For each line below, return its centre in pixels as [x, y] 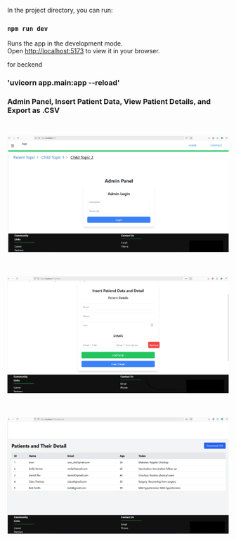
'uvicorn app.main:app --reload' [64, 83]
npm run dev [28, 28]
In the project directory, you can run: [60, 10]
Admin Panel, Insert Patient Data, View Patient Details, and [109, 102]
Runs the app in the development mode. [65, 44]
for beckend [25, 65]
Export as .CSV [33, 110]
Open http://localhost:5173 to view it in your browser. [84, 51]
